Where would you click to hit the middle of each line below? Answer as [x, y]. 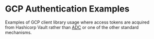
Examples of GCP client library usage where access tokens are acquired [77, 22]
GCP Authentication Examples [67, 9]
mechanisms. [18, 32]
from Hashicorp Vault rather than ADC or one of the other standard [72, 27]
